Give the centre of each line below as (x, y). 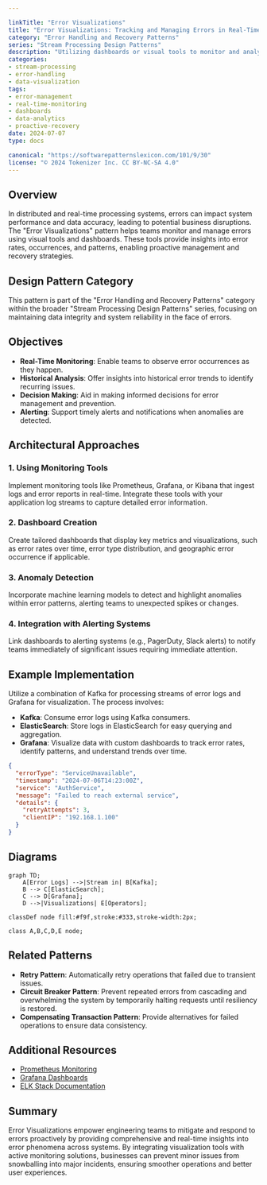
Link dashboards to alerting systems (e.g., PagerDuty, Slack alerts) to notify (132, 641)
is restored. (38, 1008)
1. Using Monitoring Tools (58, 468)
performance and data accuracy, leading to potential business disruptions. (130, 223)
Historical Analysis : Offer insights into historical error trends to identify (137, 378)
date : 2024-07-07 (37, 134)
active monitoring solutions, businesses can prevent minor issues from (124, 1156)
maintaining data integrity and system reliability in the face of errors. (120, 317)
